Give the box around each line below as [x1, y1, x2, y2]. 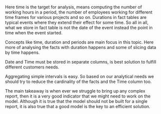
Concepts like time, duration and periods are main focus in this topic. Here [5, 39, 154, 45]
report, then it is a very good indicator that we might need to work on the [5, 93, 151, 99]
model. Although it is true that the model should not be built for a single [5, 98, 147, 104]
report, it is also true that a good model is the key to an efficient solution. [5, 104, 151, 109]
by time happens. [5, 49, 40, 55]
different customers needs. [5, 64, 59, 70]
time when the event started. [5, 30, 63, 35]
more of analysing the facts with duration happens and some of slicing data [5, 45, 157, 50]
